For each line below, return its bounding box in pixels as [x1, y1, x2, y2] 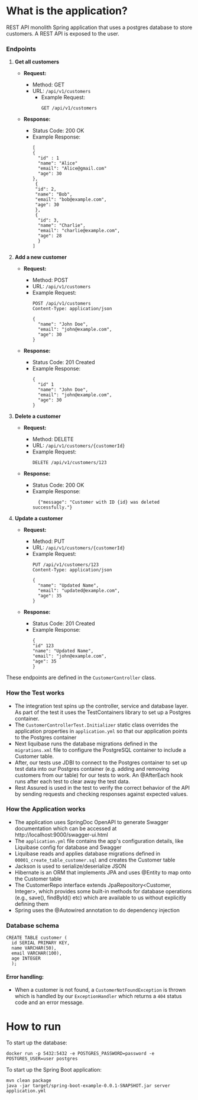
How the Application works [6, 805, 86, 813]
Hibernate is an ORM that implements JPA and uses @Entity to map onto [14, 869, 191, 876]
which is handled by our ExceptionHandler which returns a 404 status [14, 993, 182, 1000]
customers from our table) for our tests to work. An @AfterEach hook [14, 771, 183, 779]
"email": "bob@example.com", [35, 197, 107, 202]
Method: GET [32, 81, 65, 88]
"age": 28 [37, 233, 62, 239]
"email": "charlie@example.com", [37, 228, 120, 234]
